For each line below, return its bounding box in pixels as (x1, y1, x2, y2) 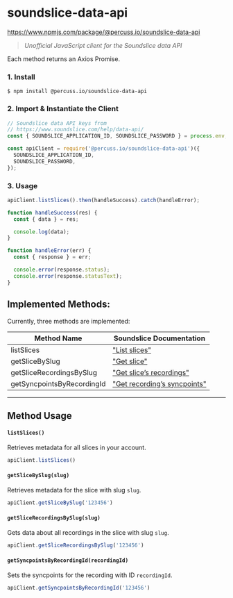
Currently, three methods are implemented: (7, 317, 130, 325)
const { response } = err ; (13, 254, 92, 261)
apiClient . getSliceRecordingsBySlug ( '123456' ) (7, 542, 144, 549)
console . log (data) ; (13, 228, 70, 235)
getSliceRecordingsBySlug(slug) (7, 514, 101, 522)
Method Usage (7, 410, 73, 422)
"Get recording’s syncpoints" (112, 379, 207, 388)
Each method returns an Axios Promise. (7, 54, 120, 63)
